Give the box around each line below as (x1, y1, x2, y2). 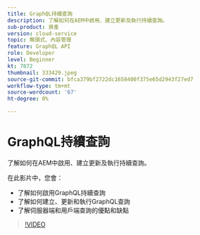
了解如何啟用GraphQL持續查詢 (17, 188, 106, 197)
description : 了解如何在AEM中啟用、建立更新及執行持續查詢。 (7, 17, 168, 24)
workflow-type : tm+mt (7, 82, 71, 89)
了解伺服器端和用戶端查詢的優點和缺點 (17, 205, 129, 215)
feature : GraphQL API (7, 43, 71, 50)
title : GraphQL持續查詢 (7, 10, 73, 18)
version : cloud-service (7, 30, 77, 37)
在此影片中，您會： (7, 173, 63, 182)
